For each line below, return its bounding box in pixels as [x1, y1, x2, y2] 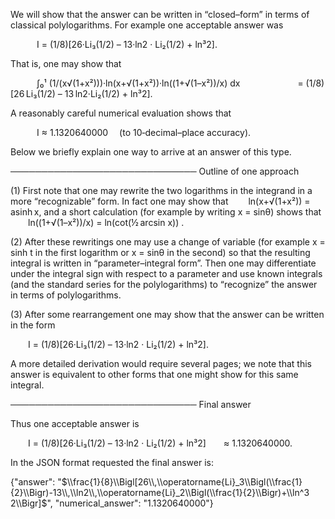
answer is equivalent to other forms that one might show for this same [10, 369, 299, 380]
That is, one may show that [10, 58, 122, 69]
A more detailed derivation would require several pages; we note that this [10, 358, 312, 369]
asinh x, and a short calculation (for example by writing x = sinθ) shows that [10, 206, 322, 218]
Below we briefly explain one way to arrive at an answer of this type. [10, 146, 292, 158]
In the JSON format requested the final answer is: [10, 457, 215, 468]
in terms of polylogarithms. [10, 289, 122, 301]
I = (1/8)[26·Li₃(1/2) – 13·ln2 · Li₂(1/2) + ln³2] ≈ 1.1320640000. [28, 437, 293, 449]
